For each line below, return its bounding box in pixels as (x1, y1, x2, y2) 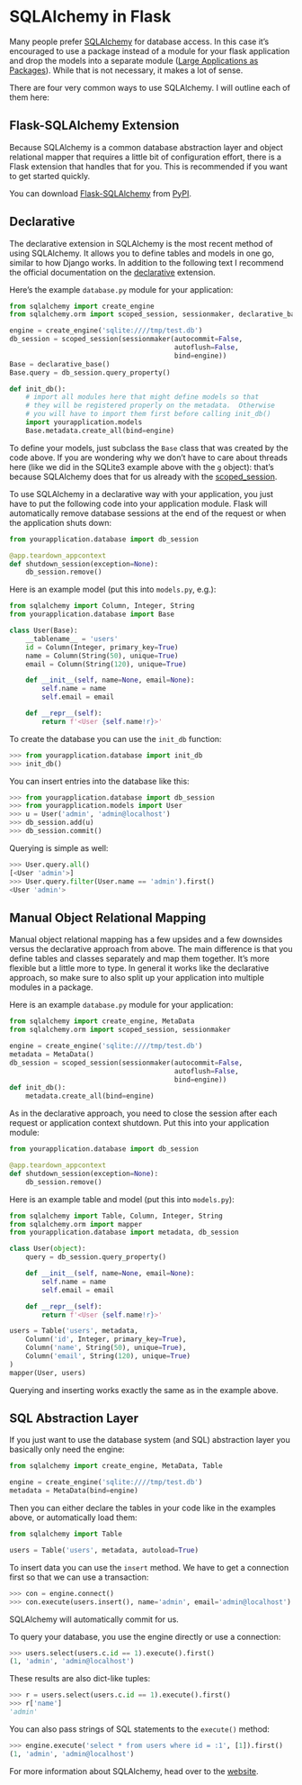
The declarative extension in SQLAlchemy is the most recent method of (9, 238, 273, 249)
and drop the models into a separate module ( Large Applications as (9, 55, 259, 66)
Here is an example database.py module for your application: (9, 1000, 234, 1010)
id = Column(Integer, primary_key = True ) (25, 642, 179, 652)
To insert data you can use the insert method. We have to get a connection (9, 1562, 289, 1572)
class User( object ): (9, 1245, 87, 1254)
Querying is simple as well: (9, 842, 109, 853)
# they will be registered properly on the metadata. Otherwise (25, 401, 276, 411)
